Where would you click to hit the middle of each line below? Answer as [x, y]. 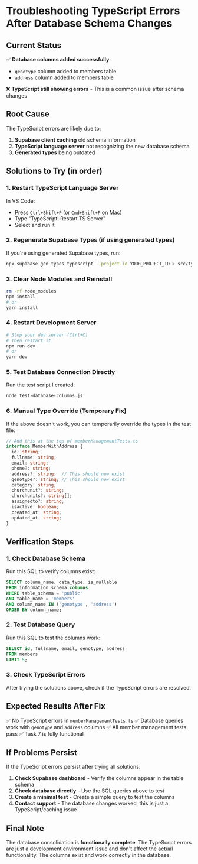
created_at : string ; [37, 512]
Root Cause [28, 114]
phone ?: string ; [31, 468]
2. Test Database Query [41, 625]
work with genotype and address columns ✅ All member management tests [96, 727]
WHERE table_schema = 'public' [44, 593]
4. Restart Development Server [51, 323]
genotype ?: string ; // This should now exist [68, 479]
